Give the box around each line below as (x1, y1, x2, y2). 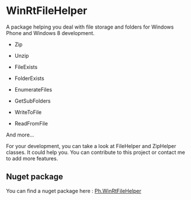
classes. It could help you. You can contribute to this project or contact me (6, 149, 186, 156)
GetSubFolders (14, 97, 51, 104)
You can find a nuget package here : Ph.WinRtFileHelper (6, 187, 142, 194)
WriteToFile (14, 108, 42, 115)
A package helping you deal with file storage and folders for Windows (6, 23, 174, 30)
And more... (6, 131, 34, 138)
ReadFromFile (14, 120, 48, 127)
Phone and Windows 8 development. (6, 29, 95, 36)
